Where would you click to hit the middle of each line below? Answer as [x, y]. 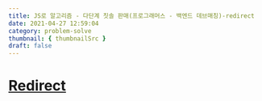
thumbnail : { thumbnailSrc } [57, 38]
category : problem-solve [50, 31]
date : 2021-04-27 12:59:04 [54, 23]
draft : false [30, 46]
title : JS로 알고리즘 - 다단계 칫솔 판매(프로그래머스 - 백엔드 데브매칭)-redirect [132, 16]
